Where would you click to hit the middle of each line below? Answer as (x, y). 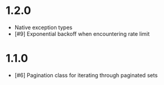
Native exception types (43, 27)
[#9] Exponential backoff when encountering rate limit (82, 33)
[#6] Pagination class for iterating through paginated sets (86, 75)
